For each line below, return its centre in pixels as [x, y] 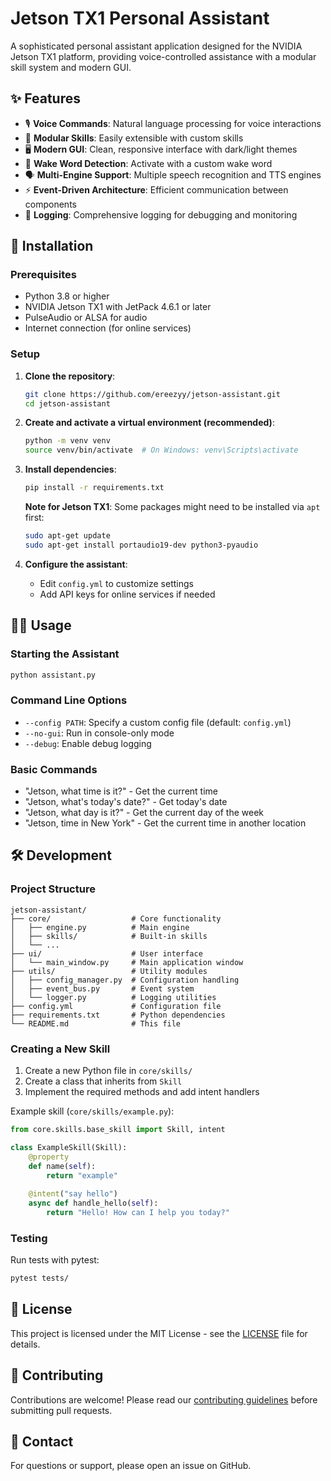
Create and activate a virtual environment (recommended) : [149, 423]
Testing [29, 1238]
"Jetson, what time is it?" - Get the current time [121, 791]
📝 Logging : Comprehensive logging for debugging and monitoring [161, 214]
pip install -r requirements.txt [94, 488]
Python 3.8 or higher [67, 296]
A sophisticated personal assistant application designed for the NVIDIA [156, 46]
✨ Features [45, 98]
